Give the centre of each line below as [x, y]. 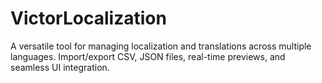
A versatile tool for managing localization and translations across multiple [161, 46]
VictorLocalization [88, 18]
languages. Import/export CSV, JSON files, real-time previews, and [148, 56]
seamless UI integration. [60, 67]
